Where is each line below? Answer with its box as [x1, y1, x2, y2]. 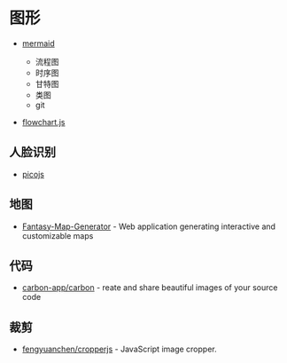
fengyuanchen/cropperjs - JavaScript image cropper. [21, 343, 217, 355]
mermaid [21, 37, 55, 49]
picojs [21, 169, 44, 179]
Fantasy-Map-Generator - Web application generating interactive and [21, 221, 276, 232]
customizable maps [21, 230, 94, 241]
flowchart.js [21, 116, 66, 127]
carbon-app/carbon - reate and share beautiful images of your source [21, 282, 278, 293]
